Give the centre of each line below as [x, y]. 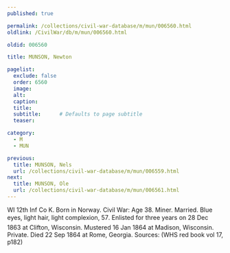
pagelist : [21, 69]
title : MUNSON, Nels [43, 165]
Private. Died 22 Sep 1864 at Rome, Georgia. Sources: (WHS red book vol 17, [115, 234]
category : [21, 133]
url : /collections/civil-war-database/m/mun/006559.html [96, 171]
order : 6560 [31, 82]
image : [23, 89]
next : [15, 177]
